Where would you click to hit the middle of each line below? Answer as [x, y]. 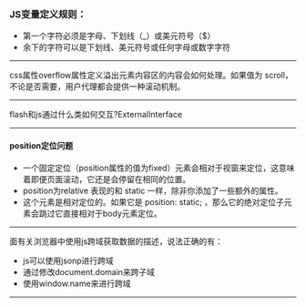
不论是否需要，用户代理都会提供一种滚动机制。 [97, 87]
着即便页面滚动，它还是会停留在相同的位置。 [107, 179]
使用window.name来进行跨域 [76, 283]
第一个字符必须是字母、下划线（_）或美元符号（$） [119, 36]
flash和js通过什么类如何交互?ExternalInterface [96, 115]
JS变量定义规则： [48, 14]
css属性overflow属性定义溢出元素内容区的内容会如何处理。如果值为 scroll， [151, 76]
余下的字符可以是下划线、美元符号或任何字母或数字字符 [126, 47]
